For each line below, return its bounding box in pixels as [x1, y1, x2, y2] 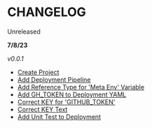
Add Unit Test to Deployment [17, 113, 102, 121]
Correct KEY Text [17, 105, 68, 113]
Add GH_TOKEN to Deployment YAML [17, 90, 127, 99]
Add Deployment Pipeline [17, 75, 91, 84]
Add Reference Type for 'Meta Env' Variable [17, 83, 145, 91]
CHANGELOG [7, 4, 86, 20]
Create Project [17, 68, 60, 76]
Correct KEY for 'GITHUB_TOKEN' [17, 97, 116, 106]
